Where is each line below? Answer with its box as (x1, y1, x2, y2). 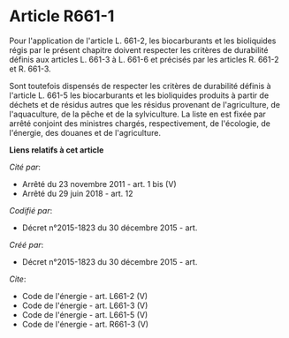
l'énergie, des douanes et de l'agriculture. (9, 127, 162, 138)
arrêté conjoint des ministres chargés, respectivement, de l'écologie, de (9, 117, 271, 129)
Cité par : (9, 161, 42, 172)
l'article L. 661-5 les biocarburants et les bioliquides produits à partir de (9, 90, 270, 101)
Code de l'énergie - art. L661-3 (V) (21, 300, 148, 311)
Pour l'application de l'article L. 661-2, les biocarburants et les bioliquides (9, 35, 277, 46)
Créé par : (9, 239, 44, 250)
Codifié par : (9, 205, 53, 215)
